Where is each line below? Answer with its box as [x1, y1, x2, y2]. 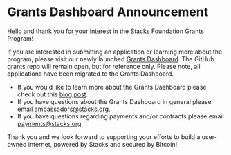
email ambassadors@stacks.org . [17, 105, 111, 113]
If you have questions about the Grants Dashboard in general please [17, 97, 212, 105]
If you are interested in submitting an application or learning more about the [7, 48, 223, 56]
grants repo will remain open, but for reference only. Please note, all [7, 62, 201, 70]
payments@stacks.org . [17, 119, 84, 127]
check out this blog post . [17, 90, 89, 99]
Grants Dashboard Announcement [7, 4, 209, 20]
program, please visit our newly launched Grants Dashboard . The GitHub [7, 54, 214, 63]
